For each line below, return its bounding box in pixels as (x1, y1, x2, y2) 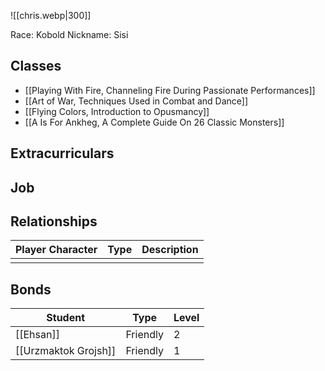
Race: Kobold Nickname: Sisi (10, 29, 129, 40)
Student (46, 311, 86, 325)
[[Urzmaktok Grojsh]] (15, 344, 117, 358)
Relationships (10, 213, 98, 230)
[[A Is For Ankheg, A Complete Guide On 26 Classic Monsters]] (24, 116, 285, 128)
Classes (10, 58, 62, 75)
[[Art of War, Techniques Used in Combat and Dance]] (24, 95, 249, 107)
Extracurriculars (10, 145, 115, 162)
